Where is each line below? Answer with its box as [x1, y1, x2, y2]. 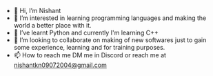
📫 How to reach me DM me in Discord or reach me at [13, 51, 167, 59]
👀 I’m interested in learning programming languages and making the [13, 14, 207, 22]
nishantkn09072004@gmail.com [13, 61, 107, 69]
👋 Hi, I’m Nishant [13, 7, 61, 15]
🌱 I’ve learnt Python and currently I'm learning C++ [13, 28, 159, 37]
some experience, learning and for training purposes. [13, 44, 165, 51]
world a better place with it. [13, 21, 92, 29]
